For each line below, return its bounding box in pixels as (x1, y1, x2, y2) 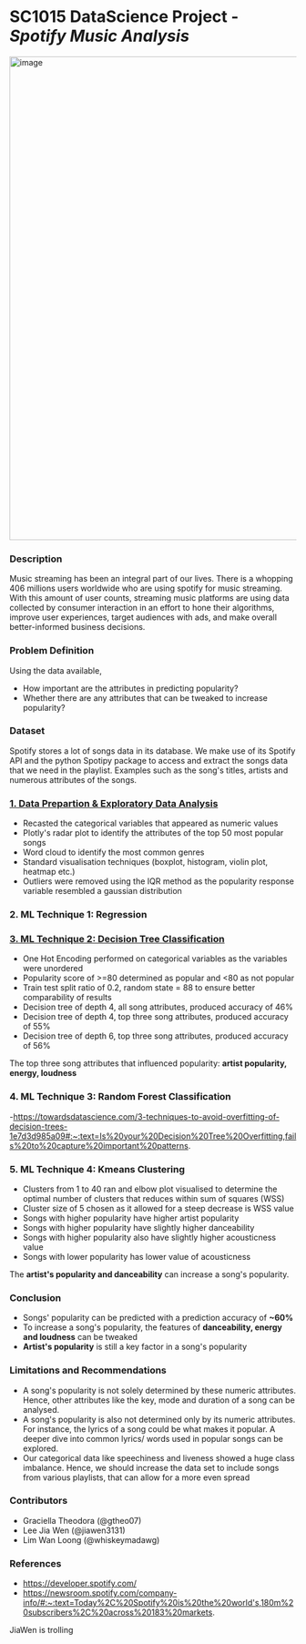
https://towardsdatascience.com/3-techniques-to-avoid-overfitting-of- (13, 1111, 280, 1121)
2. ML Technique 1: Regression (9, 908, 148, 921)
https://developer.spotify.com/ (22, 1578, 137, 1589)
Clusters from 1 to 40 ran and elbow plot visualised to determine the (22, 1183, 278, 1194)
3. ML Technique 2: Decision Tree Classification (9, 932, 225, 945)
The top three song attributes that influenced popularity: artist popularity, (9, 1058, 287, 1069)
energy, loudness (9, 1068, 77, 1079)
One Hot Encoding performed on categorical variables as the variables (22, 953, 288, 964)
